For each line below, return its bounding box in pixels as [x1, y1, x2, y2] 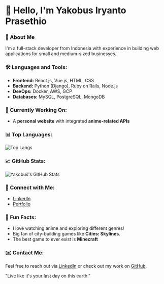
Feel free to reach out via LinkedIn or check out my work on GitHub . [5, 263, 147, 269]
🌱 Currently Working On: [5, 106, 67, 113]
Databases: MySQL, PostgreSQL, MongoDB [12, 93, 105, 100]
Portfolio [12, 201, 31, 207]
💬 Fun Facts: [5, 214, 37, 221]
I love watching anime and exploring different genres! [12, 225, 124, 231]
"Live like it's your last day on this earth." [5, 273, 91, 279]
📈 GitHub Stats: [5, 158, 46, 165]
